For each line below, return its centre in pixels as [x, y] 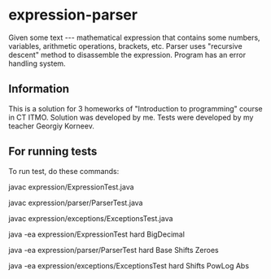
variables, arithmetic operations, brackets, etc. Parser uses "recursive [125, 46]
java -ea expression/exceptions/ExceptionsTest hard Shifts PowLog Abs [129, 265]
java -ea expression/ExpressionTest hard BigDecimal [97, 234]
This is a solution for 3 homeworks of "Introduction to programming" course [135, 108]
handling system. [37, 63]
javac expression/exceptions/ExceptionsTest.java [91, 218]
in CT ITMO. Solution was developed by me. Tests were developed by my [131, 117]
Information [39, 89]
